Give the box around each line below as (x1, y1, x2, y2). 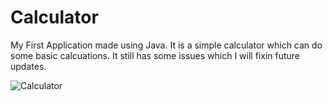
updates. (10, 60, 47, 72)
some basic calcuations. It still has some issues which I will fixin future (10, 49, 301, 61)
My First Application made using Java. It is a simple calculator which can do (10, 39, 323, 51)
